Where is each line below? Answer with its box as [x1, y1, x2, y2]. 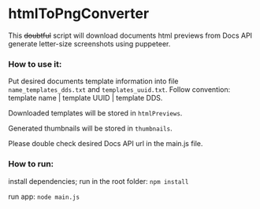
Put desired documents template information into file [8, 76, 179, 86]
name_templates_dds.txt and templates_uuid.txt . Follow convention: [8, 85, 231, 94]
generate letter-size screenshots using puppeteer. [8, 38, 171, 48]
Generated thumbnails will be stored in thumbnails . [8, 123, 173, 134]
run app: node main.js [8, 192, 80, 201]
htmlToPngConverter [8, 5, 150, 23]
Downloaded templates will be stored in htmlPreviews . [8, 108, 183, 118]
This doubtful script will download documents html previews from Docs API [8, 31, 253, 40]
